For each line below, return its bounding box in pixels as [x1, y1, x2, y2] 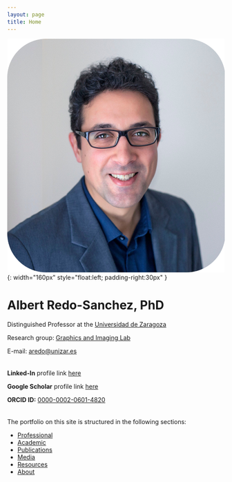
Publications [17, 445, 53, 454]
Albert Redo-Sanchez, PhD [7, 297, 164, 313]
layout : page [7, 11, 45, 18]
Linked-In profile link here [7, 369, 81, 377]
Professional [17, 431, 53, 439]
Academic [17, 438, 46, 446]
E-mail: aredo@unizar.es [7, 347, 77, 355]
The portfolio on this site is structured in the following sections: [7, 417, 186, 425]
